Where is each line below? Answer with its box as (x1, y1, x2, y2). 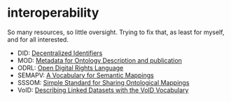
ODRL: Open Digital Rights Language (17, 63, 124, 72)
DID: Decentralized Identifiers (17, 49, 103, 57)
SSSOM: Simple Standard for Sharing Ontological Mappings (17, 78, 190, 86)
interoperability (7, 5, 99, 21)
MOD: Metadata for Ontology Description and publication (17, 56, 182, 64)
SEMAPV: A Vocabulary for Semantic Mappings (17, 71, 154, 79)
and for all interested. (7, 35, 69, 43)
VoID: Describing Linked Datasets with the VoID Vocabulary (17, 86, 189, 94)
